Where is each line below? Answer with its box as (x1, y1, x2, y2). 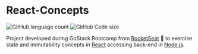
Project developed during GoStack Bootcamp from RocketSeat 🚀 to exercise (6, 34, 193, 42)
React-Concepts (6, 4, 89, 17)
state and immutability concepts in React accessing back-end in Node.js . (6, 41, 185, 48)
